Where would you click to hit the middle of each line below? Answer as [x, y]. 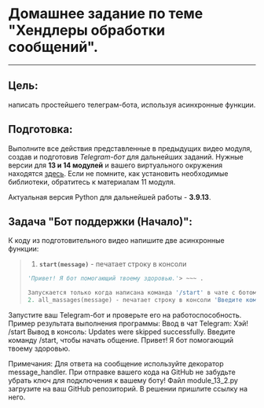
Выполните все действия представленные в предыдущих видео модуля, [130, 148]
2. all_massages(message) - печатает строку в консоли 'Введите [135, 300]
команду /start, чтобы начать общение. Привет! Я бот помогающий [121, 340]
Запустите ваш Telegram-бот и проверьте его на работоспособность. [125, 315]
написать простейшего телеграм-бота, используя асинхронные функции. [132, 105]
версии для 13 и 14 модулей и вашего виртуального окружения [115, 165]
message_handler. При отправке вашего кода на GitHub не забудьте [122, 372]
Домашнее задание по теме [106, 14]
